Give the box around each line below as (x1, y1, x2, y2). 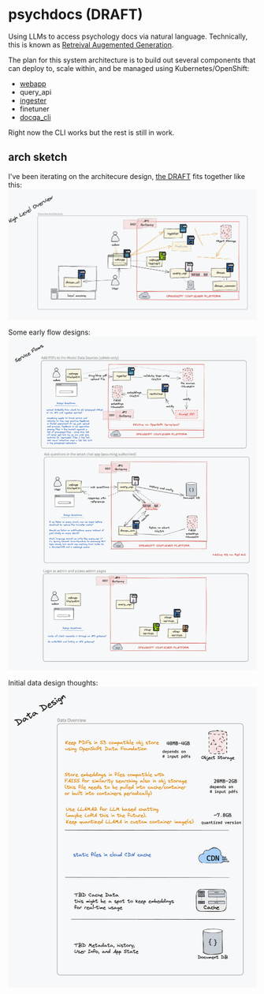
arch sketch (8, 151, 68, 164)
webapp (19, 79, 46, 88)
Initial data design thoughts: (8, 678, 99, 688)
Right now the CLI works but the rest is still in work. (8, 128, 175, 137)
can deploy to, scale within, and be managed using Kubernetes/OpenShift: (8, 63, 250, 73)
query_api (19, 87, 52, 96)
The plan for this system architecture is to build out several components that (8, 55, 256, 65)
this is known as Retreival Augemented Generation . (8, 39, 174, 49)
